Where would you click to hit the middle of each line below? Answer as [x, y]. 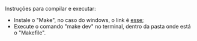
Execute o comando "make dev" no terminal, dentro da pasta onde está [102, 26]
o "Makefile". [30, 33]
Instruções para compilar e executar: [50, 9]
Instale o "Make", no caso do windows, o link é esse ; [79, 20]
